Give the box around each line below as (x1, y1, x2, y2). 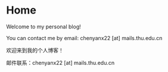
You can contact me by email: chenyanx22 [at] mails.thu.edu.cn (6, 34, 163, 41)
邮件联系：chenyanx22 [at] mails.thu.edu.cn (6, 59, 115, 66)
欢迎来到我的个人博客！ (6, 47, 64, 54)
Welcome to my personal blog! (6, 23, 82, 30)
